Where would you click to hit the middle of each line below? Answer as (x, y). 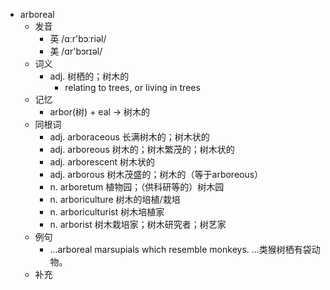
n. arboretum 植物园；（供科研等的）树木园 (137, 187)
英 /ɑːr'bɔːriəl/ (78, 38)
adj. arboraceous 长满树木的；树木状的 (129, 137)
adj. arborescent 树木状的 (102, 162)
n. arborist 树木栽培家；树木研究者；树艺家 (138, 224)
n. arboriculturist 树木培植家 (107, 212)
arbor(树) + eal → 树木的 (100, 112)
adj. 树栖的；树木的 (89, 76)
